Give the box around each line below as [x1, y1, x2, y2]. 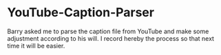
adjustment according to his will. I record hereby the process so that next [7, 34, 215, 42]
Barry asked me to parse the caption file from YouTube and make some [7, 27, 209, 35]
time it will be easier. [7, 41, 65, 50]
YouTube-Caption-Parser [7, 5, 155, 20]
